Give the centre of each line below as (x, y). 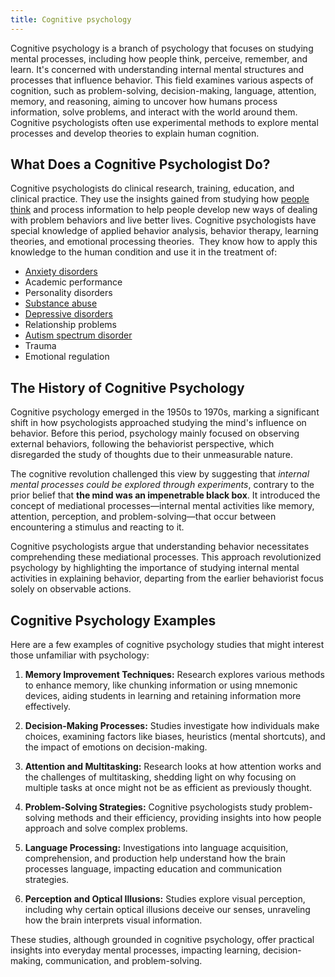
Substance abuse (61, 303)
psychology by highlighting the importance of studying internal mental (155, 568)
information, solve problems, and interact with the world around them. (154, 112)
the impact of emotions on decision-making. (116, 747)
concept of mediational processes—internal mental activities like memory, (162, 506)
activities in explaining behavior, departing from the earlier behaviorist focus (167, 578)
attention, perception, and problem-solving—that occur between (143, 517)
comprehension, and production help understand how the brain (155, 858)
